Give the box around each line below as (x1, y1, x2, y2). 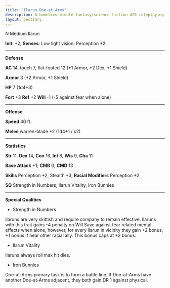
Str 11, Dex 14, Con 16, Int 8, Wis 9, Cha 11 (5, 153, 93, 159)
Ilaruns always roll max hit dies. (5, 252, 71, 258)
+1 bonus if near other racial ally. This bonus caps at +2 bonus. (5, 232, 137, 238)
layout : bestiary (5, 17, 42, 22)
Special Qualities (5, 197, 42, 203)
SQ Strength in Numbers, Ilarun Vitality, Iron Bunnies (5, 182, 114, 188)
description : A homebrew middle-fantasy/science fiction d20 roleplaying (5, 12, 164, 17)
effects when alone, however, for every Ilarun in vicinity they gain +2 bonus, (5, 227, 163, 233)
